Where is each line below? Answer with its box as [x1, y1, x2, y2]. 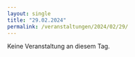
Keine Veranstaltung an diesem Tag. [7, 42, 110, 51]
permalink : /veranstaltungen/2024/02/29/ [7, 23, 129, 30]
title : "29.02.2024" [7, 17, 67, 24]
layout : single [7, 10, 51, 17]
